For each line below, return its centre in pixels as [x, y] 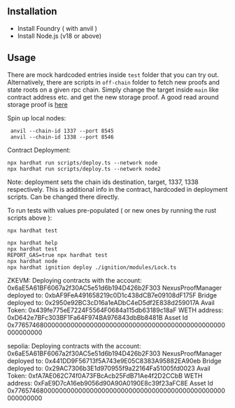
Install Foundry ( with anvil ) [57, 28]
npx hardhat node [33, 261]
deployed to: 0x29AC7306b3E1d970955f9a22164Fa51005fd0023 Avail [109, 368]
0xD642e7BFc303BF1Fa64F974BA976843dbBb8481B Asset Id [98, 317]
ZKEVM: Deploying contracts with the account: [74, 280]
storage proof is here [37, 104]
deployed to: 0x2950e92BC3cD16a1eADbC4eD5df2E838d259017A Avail [111, 302]
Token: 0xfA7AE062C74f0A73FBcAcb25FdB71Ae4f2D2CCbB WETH [105, 375]
